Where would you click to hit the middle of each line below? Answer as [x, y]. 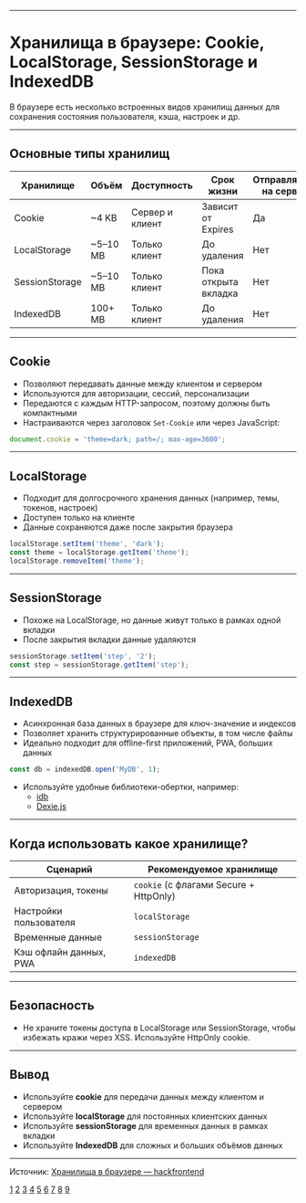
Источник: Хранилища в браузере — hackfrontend [107, 1171]
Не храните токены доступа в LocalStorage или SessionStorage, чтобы [159, 1028]
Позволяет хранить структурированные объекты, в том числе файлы [158, 733]
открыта [220, 281]
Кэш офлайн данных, [60, 952]
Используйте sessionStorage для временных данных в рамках [145, 1125]
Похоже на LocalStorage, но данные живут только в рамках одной [152, 620]
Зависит [220, 206]
